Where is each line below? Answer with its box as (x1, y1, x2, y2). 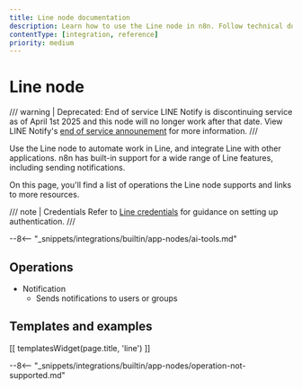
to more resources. (9, 190, 80, 200)
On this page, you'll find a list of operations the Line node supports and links (9, 180, 292, 190)
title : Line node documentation (9, 13, 130, 22)
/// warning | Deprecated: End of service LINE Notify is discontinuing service (9, 107, 293, 118)
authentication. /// (9, 217, 76, 227)
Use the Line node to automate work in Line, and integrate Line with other (9, 143, 281, 154)
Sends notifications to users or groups (35, 293, 178, 304)
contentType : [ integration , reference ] (9, 30, 159, 39)
